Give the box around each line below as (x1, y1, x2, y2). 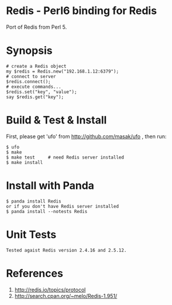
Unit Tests (6, 228, 57, 241)
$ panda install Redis (6, 198, 61, 204)
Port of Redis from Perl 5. (6, 23, 67, 30)
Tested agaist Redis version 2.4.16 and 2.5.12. (6, 247, 127, 253)
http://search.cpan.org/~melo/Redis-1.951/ (14, 292, 118, 299)
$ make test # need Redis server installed (6, 154, 125, 160)
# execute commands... (6, 84, 61, 90)
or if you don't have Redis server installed (6, 203, 119, 209)
